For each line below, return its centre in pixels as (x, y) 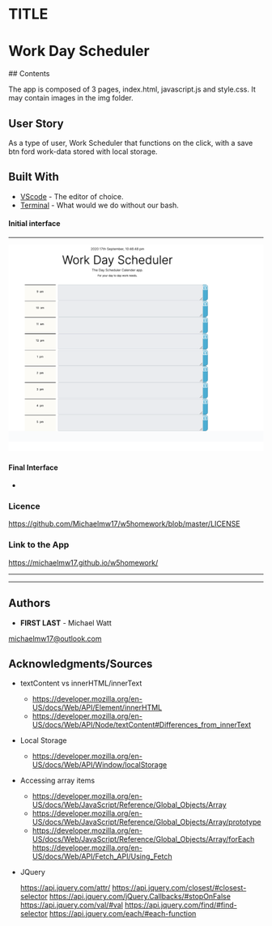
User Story (36, 124)
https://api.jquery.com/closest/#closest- (179, 888)
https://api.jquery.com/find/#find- (181, 905)
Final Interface (33, 467)
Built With (34, 177)
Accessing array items (57, 781)
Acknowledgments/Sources (81, 664)
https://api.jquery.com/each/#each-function (123, 914)
